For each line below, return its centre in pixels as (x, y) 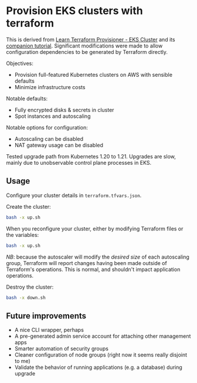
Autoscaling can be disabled (49, 138)
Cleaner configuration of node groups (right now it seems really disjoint (101, 355)
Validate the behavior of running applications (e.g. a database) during (98, 367)
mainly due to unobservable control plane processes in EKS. (79, 162)
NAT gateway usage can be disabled (59, 145)
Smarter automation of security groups (61, 349)
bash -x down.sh (26, 297)
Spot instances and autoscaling (52, 116)
